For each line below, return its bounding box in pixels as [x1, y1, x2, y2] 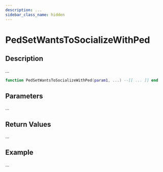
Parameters [5, 92, 43, 100]
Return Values [5, 120, 51, 129]
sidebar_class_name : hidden [5, 12, 65, 17]
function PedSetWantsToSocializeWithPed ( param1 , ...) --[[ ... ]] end [5, 77, 158, 83]
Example [5, 148, 34, 157]
